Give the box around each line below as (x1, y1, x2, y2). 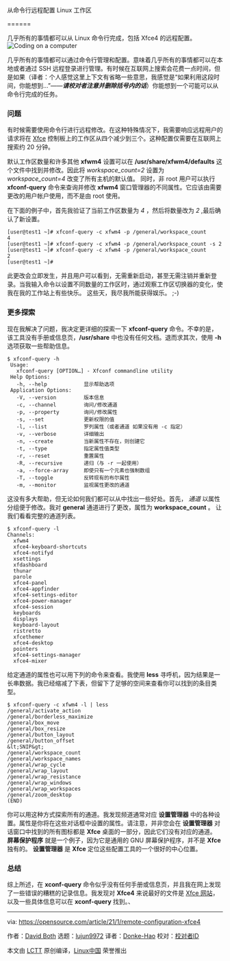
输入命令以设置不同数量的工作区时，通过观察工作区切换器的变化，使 (30, 280, 223, 288)
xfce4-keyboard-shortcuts (13, 543, 88, 551)
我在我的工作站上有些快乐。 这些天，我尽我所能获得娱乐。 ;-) (7, 289, 179, 297)
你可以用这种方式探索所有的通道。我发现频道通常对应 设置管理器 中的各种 (7, 810, 214, 818)
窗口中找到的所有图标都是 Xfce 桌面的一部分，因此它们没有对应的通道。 (12, 827, 217, 835)
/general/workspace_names (7, 755, 81, 762)
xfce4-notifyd (13, 549, 53, 556)
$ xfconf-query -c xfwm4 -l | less (7, 701, 109, 708)
